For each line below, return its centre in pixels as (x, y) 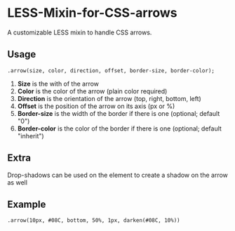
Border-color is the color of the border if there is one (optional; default (120, 128)
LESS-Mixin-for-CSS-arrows (92, 13)
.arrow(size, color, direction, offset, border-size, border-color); (111, 71)
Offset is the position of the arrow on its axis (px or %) (96, 106)
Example (27, 204)
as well (18, 182)
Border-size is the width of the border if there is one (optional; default (119, 113)
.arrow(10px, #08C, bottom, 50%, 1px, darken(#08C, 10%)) (94, 220)
